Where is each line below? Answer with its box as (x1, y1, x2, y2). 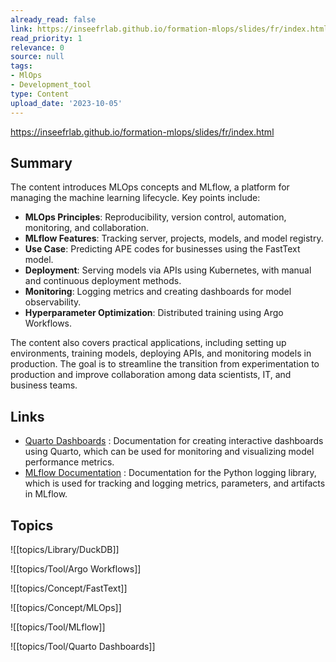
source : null (10, 52, 65, 62)
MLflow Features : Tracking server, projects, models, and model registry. (24, 232, 324, 245)
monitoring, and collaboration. (24, 222, 150, 234)
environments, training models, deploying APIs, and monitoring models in (10, 347, 312, 360)
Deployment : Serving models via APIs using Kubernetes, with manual (24, 264, 312, 276)
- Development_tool (10, 80, 92, 90)
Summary (10, 154, 73, 171)
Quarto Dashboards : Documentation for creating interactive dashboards (24, 435, 324, 447)
